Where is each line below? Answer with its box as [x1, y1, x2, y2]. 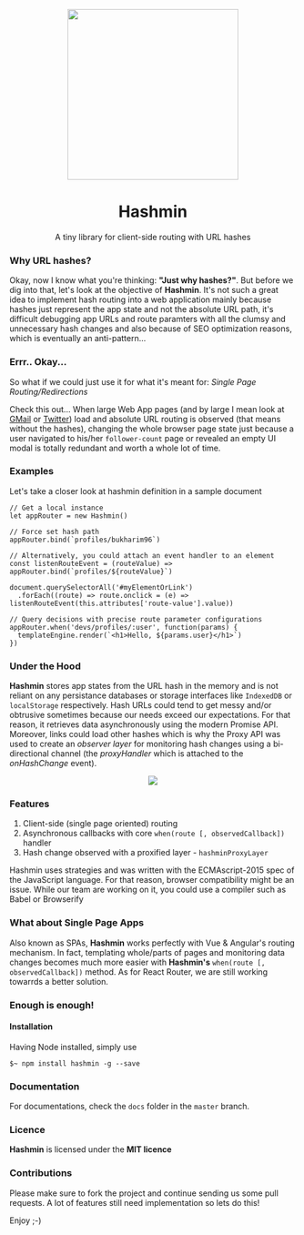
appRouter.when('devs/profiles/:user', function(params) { [9, 623, 238, 632]
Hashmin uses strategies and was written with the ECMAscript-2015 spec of [9, 865, 295, 876]
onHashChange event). [9, 758, 97, 769]
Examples [9, 465, 55, 478]
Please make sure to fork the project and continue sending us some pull [9, 1188, 279, 1199]
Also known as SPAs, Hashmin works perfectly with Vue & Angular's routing [9, 937, 296, 948]
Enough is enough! [9, 998, 95, 1011]
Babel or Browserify [9, 894, 84, 905]
